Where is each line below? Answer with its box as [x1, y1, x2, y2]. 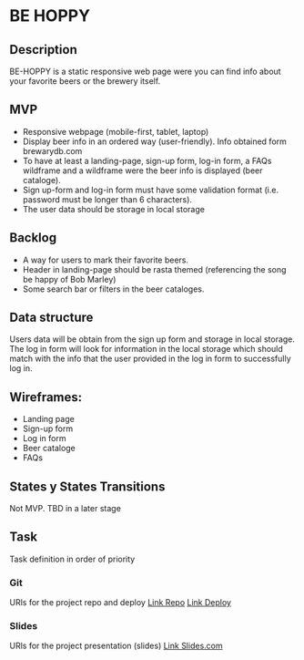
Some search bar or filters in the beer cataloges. [22, 284, 205, 294]
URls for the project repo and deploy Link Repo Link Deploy [9, 597, 232, 608]
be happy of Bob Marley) [22, 273, 117, 284]
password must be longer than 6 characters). [22, 193, 193, 205]
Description [9, 42, 77, 57]
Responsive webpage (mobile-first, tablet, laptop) [22, 126, 209, 137]
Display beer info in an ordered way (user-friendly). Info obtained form [22, 136, 287, 147]
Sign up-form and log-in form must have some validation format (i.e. [22, 184, 279, 195]
